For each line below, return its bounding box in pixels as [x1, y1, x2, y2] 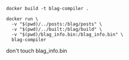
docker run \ [6, 16, 39, 22]
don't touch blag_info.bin [6, 48, 67, 54]
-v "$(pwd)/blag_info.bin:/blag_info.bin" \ [11, 31, 124, 37]
